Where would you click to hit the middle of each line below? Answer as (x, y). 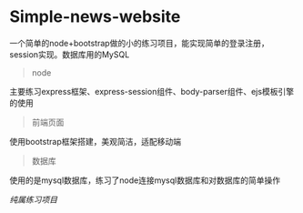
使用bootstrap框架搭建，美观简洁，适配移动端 (96, 141)
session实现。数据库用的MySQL (70, 54)
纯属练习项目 (33, 199)
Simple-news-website (95, 17)
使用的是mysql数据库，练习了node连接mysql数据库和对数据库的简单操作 (145, 180)
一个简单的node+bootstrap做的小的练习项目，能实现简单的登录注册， (140, 43)
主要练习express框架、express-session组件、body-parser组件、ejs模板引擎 (151, 91)
